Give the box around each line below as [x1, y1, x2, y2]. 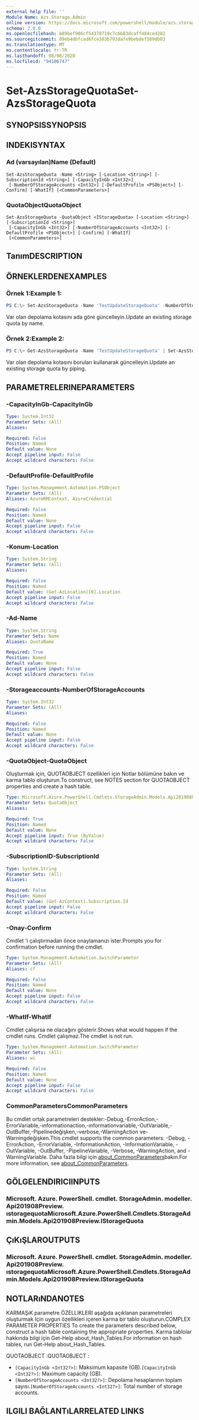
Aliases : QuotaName [6, 639, 54, 645]
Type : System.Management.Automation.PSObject [6, 485, 120, 491]
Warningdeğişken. [6, 1134, 50, 1142]
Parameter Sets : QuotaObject [6, 800, 78, 806]
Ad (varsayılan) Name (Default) [6, 158, 96, 166]
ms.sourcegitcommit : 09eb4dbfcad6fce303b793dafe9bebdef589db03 [6, 36, 166, 42]
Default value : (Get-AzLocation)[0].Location [6, 589, 120, 595]
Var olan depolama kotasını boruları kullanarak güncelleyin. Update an [6, 359, 175, 366]
